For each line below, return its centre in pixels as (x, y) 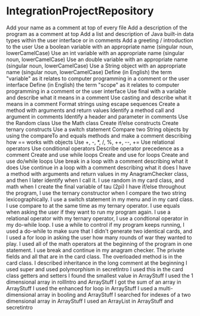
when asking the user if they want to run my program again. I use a (88, 212)
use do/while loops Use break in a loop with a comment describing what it (97, 161)
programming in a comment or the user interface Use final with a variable (96, 91)
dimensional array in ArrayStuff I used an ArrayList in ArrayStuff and (90, 301)
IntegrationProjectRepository (80, 11)
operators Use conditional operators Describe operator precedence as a (95, 148)
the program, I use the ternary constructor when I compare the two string (96, 193)
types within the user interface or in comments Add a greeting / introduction (100, 40)
